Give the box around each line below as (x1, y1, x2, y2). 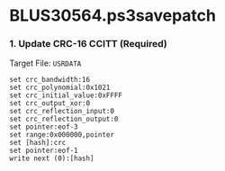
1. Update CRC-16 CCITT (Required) (9, 38, 168, 50)
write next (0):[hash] (9, 154, 94, 163)
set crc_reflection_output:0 (9, 114, 119, 124)
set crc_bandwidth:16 (9, 76, 91, 85)
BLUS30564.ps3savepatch (9, 5, 216, 26)
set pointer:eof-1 (9, 146, 78, 156)
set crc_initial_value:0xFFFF (9, 91, 123, 100)
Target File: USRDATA (9, 58, 82, 68)
